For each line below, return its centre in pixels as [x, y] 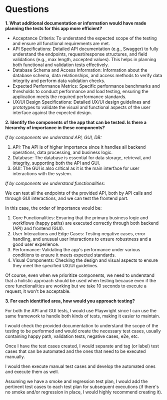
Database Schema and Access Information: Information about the [80, 70]
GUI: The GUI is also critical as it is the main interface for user [76, 168]
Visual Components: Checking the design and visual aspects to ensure [85, 260]
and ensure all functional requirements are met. [61, 43]
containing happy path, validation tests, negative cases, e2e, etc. [72, 336]
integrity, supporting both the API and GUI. [56, 163]
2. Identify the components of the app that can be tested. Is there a [76, 122]
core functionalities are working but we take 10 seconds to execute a [76, 286]
